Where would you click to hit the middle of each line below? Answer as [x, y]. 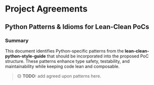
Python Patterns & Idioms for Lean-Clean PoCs [77, 27]
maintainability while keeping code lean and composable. [62, 66]
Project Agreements [46, 9]
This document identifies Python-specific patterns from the [64, 51]
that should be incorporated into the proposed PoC [98, 56]
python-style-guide [26, 56]
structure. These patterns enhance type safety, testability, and [67, 61]
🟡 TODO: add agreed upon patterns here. [59, 76]
